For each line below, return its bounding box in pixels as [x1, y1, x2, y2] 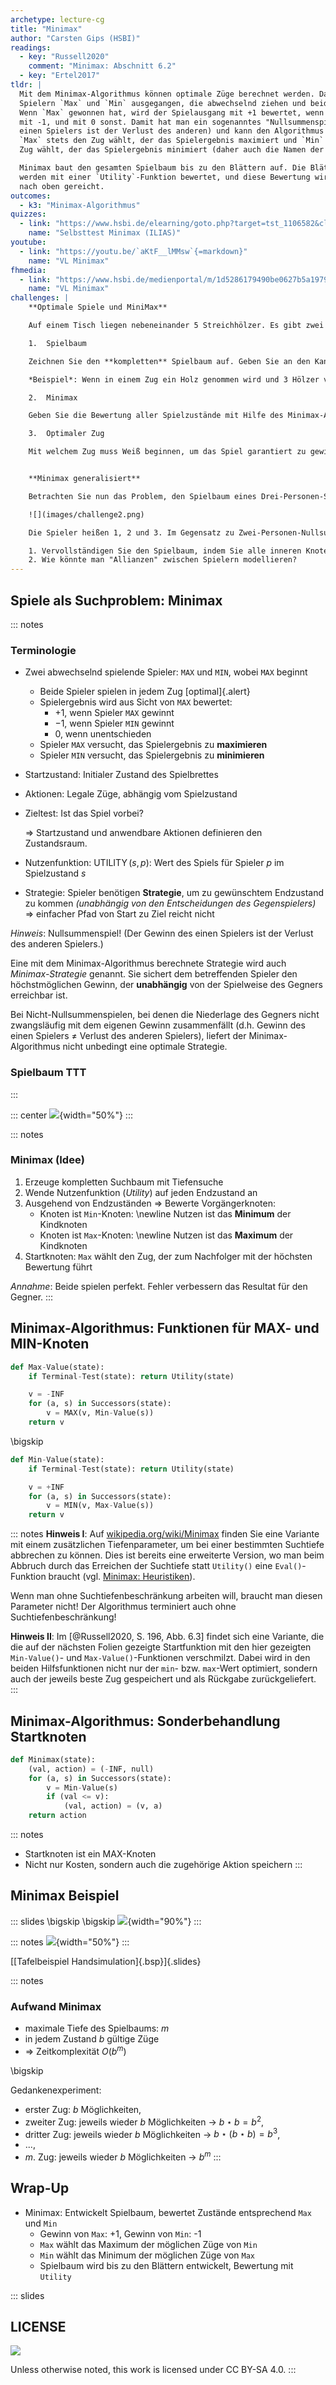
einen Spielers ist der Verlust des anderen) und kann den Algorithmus [19, 126, 325, 136]
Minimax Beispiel [10, 1887, 120, 1905]
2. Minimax [28, 392, 78, 403]
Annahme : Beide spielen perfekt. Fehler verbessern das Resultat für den [10, 1280, 308, 1292]
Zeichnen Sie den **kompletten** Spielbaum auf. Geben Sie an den [28, 356, 311, 366]
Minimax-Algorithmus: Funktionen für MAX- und [10, 1320, 320, 1337]
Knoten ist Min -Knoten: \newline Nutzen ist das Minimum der [39, 1207, 292, 1220]
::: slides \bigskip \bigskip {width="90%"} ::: [10, 1915, 202, 1927]
